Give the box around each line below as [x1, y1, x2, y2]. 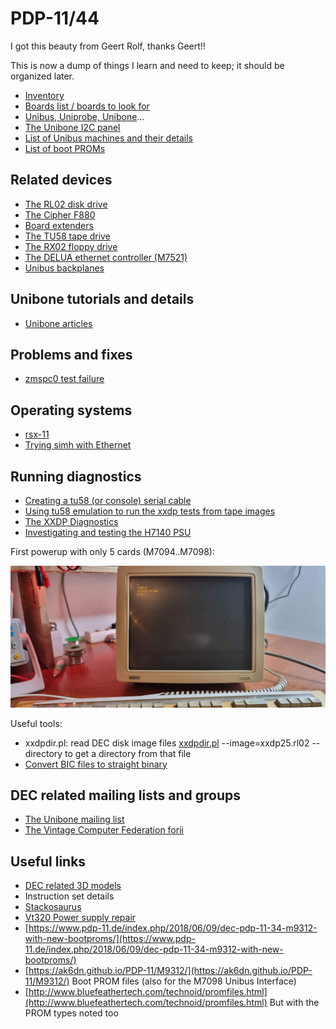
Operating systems [10, 402, 133, 419]
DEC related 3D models [24, 880, 122, 892]
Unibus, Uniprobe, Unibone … [24, 110, 145, 122]
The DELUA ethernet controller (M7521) [24, 251, 188, 263]
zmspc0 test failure [24, 373, 105, 385]
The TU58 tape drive [24, 230, 111, 242]
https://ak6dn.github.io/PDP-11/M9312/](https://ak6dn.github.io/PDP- [28, 965, 313, 977]
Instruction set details [24, 890, 115, 902]
